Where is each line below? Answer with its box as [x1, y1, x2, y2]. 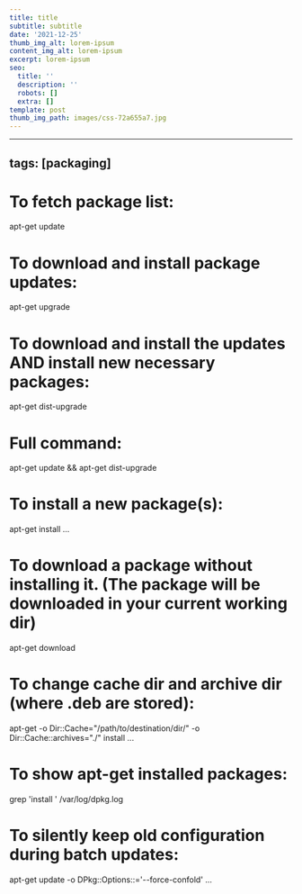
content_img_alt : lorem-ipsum [9, 47, 123, 56]
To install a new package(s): [9, 494, 224, 514]
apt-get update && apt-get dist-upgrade [9, 463, 157, 474]
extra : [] [17, 96, 54, 106]
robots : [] [17, 88, 58, 97]
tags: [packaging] [9, 155, 111, 171]
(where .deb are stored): [9, 693, 195, 714]
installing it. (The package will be [9, 574, 261, 595]
